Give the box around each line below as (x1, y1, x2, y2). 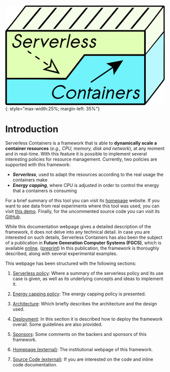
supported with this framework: (5, 162, 71, 168)
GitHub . (5, 214, 21, 220)
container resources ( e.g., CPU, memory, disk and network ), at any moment (5, 145, 165, 151)
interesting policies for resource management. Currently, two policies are (5, 156, 158, 163)
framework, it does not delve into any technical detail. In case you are (5, 229, 150, 235)
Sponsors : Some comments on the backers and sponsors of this (12, 331, 147, 337)
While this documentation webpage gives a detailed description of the (5, 224, 151, 230)
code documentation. (12, 362, 57, 368)
